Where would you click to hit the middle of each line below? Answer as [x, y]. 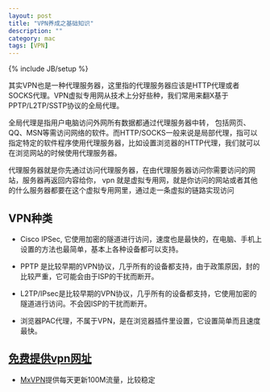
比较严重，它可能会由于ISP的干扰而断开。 [89, 276]
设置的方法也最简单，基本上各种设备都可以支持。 [101, 249]
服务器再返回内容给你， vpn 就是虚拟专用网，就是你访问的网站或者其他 [140, 180]
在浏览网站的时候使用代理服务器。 [65, 153]
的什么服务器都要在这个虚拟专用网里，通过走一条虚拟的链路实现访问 [121, 190]
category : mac [32, 38]
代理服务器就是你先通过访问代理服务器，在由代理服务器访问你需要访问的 [128, 170]
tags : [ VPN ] [28, 46]
